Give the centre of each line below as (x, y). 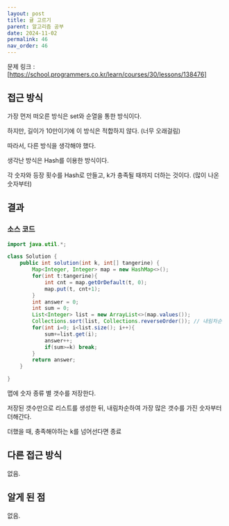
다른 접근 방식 (35, 455)
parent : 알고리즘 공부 (36, 26)
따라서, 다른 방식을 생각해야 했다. (52, 145)
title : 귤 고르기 (29, 20)
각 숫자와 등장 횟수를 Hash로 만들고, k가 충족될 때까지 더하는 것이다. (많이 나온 (113, 175)
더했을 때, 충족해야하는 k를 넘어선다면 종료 (65, 431)
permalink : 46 (28, 40)
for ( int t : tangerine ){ (65, 276)
